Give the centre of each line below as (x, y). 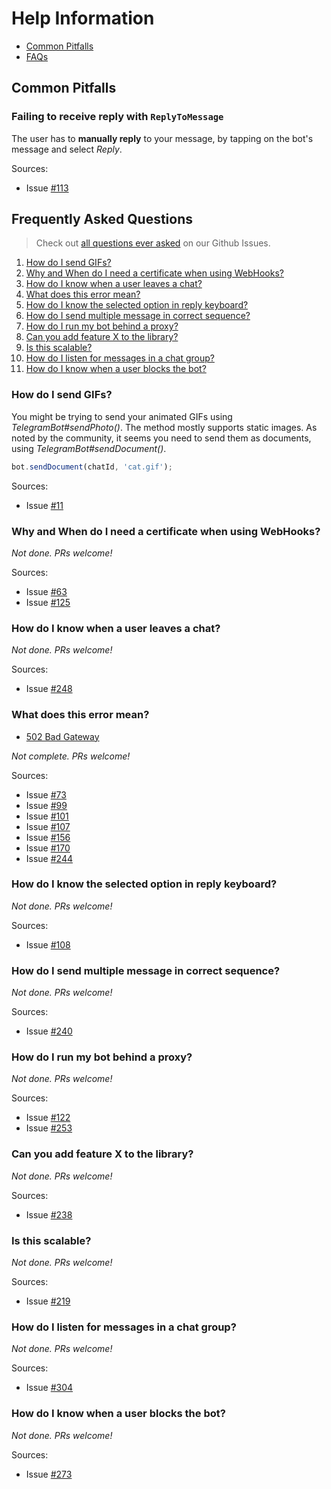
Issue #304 (49, 1388)
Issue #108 (48, 944)
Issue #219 (48, 1301)
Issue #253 (49, 1128)
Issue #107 (48, 826)
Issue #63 (46, 591)
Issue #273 (49, 1474)
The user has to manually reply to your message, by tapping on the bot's (162, 138)
